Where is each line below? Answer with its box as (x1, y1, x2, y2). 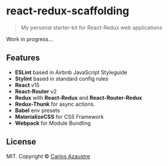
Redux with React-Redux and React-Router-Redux (14, 94, 142, 101)
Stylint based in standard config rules (14, 75, 109, 82)
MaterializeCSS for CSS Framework (14, 113, 104, 120)
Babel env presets (14, 106, 60, 114)
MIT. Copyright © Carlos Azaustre (6, 152, 91, 159)
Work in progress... (6, 35, 53, 42)
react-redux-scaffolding (6, 4, 130, 18)
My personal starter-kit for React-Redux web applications (20, 24, 163, 31)
